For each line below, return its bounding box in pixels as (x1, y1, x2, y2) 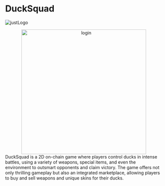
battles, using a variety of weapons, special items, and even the (5, 159, 136, 165)
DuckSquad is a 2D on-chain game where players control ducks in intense (5, 154, 158, 160)
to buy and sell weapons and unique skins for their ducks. (5, 175, 124, 181)
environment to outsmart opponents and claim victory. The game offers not (5, 164, 160, 170)
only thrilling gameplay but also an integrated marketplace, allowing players (5, 170, 161, 176)
